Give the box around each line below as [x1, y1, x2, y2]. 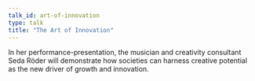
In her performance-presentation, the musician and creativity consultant [8, 48, 242, 57]
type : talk [8, 19, 44, 27]
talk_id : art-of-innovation [8, 11, 100, 20]
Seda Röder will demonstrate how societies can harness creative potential [8, 56, 248, 65]
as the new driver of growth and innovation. [8, 64, 149, 74]
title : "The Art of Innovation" [8, 26, 114, 34]
